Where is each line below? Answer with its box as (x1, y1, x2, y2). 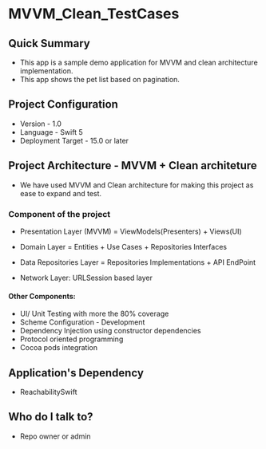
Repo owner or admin (19, 431, 91, 441)
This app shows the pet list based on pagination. (19, 75, 180, 84)
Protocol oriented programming (19, 334, 124, 344)
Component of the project (8, 208, 111, 219)
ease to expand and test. (19, 188, 102, 198)
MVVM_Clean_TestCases (8, 5, 180, 23)
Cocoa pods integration (19, 343, 98, 353)
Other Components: (8, 291, 76, 301)
